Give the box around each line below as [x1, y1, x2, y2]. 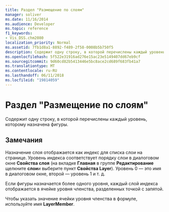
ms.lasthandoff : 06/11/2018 [5, 73, 64, 78]
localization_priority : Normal [5, 40, 71, 45]
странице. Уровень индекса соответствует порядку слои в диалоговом [5, 155, 159, 161]
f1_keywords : [5, 31, 33, 36]
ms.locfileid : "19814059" [5, 78, 59, 83]
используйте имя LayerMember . [5, 201, 75, 207]
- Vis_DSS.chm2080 [5, 36, 44, 41]
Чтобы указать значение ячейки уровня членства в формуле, [5, 195, 137, 201]
